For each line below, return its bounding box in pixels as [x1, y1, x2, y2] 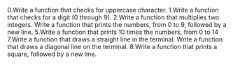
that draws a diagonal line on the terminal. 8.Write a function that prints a [7, 43, 218, 50]
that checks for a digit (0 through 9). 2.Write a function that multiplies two [7, 13, 220, 21]
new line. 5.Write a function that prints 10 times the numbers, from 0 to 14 [7, 28, 219, 36]
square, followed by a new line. [7, 50, 97, 58]
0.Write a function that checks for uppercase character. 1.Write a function [7, 6, 219, 14]
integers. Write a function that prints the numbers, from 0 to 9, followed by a [7, 21, 227, 28]
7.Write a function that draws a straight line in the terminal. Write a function [7, 35, 223, 44]
